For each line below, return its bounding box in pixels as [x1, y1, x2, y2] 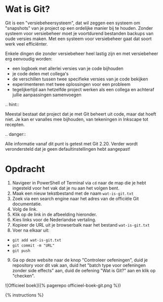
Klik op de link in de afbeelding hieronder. [12, 211, 97, 217]
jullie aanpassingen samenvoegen [12, 92, 81, 98]
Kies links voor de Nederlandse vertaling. [12, 217, 96, 223]
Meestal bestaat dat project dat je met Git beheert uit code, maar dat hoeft [5, 111, 157, 117]
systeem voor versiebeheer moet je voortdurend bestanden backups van [5, 30, 154, 36]
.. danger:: [5, 131, 26, 137]
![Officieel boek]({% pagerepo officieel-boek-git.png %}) [5, 282, 121, 288]
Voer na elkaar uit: [12, 227, 50, 233]
